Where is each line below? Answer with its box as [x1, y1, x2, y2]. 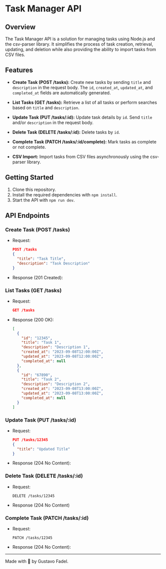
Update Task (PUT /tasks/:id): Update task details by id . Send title [12, 114, 152, 120]
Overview [5, 23, 36, 31]
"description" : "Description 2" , [21, 381, 90, 387]
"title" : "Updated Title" [17, 446, 70, 451]
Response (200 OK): [12, 316, 54, 322]
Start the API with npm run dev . [12, 197, 75, 203]
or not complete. [12, 144, 46, 150]
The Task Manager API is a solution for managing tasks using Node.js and [5, 36, 156, 42]
